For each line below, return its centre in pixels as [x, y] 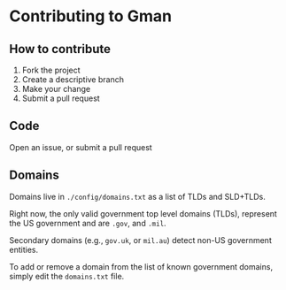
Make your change [56, 89]
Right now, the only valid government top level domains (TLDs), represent [143, 213]
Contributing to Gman [91, 16]
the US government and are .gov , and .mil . [88, 223]
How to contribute [60, 49]
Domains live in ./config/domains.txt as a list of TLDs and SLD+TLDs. [137, 196]
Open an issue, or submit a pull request [81, 147]
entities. [23, 249]
